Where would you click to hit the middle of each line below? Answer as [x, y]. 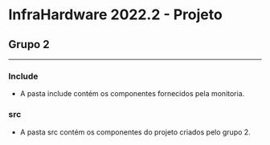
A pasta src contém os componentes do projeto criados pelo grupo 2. [135, 132]
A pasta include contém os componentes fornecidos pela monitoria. [132, 94]
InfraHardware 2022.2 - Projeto [115, 15]
